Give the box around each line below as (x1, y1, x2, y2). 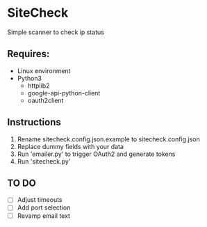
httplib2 (27, 81, 50, 90)
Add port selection (17, 203, 71, 212)
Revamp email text (17, 211, 71, 220)
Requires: (7, 48, 50, 60)
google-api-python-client (27, 88, 101, 97)
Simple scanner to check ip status (7, 28, 104, 36)
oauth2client (27, 96, 64, 104)
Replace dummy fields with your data (17, 142, 124, 150)
